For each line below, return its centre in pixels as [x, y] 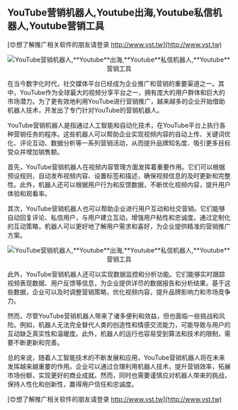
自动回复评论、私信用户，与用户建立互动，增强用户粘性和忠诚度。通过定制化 [119, 217]
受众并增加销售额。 [35, 152]
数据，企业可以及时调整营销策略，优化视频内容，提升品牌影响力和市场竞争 [122, 292]
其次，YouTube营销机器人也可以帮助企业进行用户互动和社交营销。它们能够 [116, 209]
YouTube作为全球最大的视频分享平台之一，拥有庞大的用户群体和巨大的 [122, 92]
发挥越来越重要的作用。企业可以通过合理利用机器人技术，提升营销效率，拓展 [119, 366]
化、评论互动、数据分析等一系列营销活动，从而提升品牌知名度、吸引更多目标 [119, 143]
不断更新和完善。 [38, 342]
